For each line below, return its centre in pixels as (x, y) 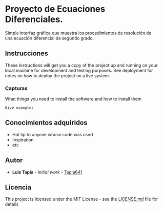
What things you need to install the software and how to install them (73, 99)
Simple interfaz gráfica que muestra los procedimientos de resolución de (78, 33)
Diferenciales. (34, 19)
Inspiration (23, 140)
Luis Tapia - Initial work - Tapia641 (47, 172)
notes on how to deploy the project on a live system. (58, 75)
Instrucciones (27, 53)
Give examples (20, 108)
